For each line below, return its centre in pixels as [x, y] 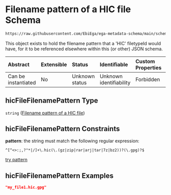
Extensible [54, 64]
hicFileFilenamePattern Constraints [63, 129]
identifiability [115, 82]
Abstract [19, 64]
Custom [145, 61]
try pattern [17, 160]
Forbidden [148, 79]
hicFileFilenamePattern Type [52, 101]
